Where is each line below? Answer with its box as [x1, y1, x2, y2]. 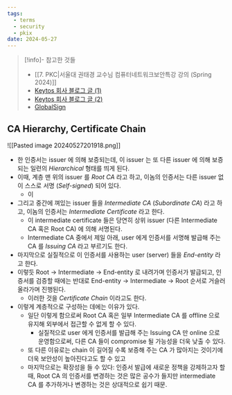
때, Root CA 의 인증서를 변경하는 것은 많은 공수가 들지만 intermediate [27, 371, 216, 380]
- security [13, 23, 45, 30]
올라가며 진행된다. [17, 285, 66, 293]
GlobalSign [34, 103, 66, 111]
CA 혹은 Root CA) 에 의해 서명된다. [27, 224, 123, 232]
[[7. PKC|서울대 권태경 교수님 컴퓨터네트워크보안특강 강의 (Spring [34, 71, 213, 79]
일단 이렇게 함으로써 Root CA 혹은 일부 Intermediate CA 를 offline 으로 [27, 311, 220, 319]
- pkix [13, 29, 33, 37]
